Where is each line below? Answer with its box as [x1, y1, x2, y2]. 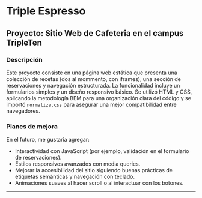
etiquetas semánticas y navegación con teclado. [14, 173, 135, 181]
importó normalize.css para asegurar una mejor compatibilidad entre [6, 101, 177, 108]
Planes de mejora [6, 122, 58, 130]
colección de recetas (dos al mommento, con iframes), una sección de [6, 75, 182, 82]
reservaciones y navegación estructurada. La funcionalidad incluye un [6, 82, 180, 89]
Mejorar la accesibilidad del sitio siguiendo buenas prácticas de [14, 167, 173, 174]
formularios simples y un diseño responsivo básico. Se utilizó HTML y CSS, [6, 88, 192, 95]
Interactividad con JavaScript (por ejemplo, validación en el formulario [14, 148, 189, 155]
